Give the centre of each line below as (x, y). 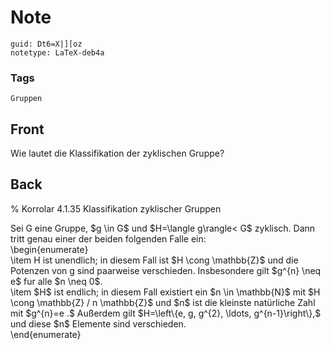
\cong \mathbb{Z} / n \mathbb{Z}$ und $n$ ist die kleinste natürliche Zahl (163, 302)
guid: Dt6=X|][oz (46, 44)
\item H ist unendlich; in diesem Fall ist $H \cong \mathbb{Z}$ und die (154, 260)
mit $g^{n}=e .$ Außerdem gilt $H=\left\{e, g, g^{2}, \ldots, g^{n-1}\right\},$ (166, 313)
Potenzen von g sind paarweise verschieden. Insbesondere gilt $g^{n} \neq (166, 270)
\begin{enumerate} (49, 249)
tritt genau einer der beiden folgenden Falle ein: (108, 238)
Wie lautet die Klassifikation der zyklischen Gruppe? (117, 153)
